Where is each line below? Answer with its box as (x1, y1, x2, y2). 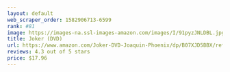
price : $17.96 (7, 55, 48, 62)
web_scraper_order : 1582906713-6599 (7, 16, 112, 23)
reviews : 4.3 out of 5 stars (7, 49, 90, 56)
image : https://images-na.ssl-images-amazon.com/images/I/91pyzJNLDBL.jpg (7, 29, 225, 36)
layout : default (7, 10, 53, 17)
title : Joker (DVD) (7, 36, 63, 43)
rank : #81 (7, 23, 36, 29)
